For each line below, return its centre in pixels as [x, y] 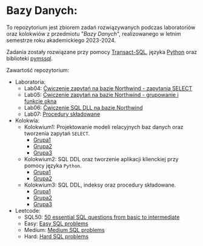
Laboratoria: [30, 82]
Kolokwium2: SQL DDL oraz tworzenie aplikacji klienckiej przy [101, 159]
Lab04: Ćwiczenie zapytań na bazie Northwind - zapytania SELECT [108, 88]
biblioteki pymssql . [30, 58]
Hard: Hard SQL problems [56, 236]
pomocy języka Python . [53, 165]
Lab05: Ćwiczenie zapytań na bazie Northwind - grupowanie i [101, 95]
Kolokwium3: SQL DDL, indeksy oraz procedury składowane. [100, 185]
